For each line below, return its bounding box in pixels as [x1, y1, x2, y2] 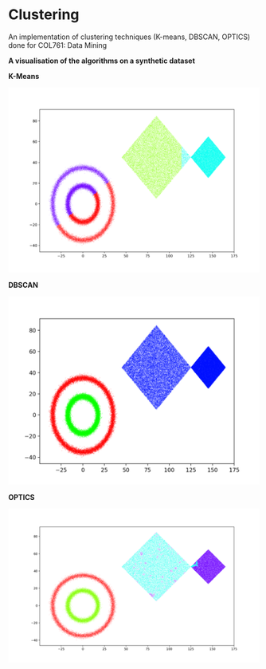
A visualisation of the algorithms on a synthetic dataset [8, 56, 195, 65]
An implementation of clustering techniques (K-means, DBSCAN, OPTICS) [8, 32, 251, 41]
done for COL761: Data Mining [8, 40, 108, 49]
